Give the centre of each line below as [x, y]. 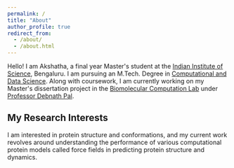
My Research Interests [58, 118]
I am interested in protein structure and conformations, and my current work [117, 134]
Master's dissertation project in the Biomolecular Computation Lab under [112, 89]
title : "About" [30, 20]
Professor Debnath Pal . [41, 96]
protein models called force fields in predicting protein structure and [106, 149]
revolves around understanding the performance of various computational [115, 142]
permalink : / [26, 14]
